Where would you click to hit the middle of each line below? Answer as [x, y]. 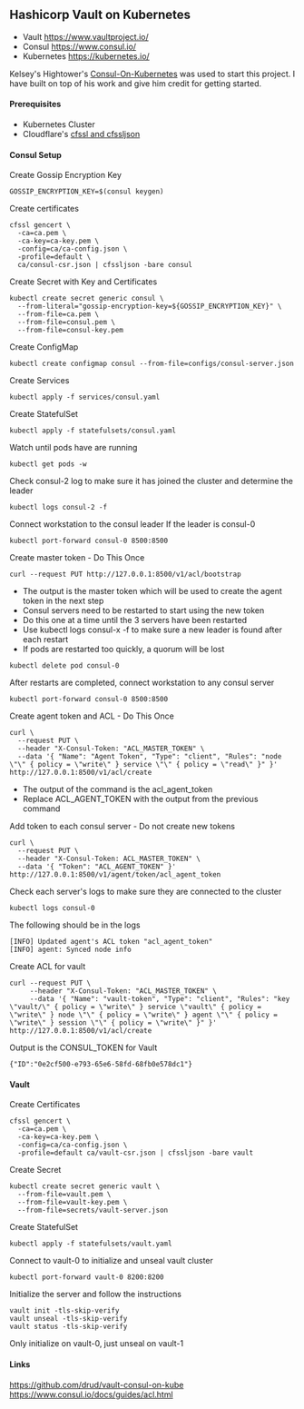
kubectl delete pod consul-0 [64, 666]
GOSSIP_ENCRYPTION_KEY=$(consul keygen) [87, 192]
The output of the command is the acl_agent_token [118, 789]
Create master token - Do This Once [77, 558]
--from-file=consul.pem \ [67, 322]
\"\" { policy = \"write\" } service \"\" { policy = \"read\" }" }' [144, 765]
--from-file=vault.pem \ [64, 1195]
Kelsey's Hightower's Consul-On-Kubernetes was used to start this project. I [152, 74]
